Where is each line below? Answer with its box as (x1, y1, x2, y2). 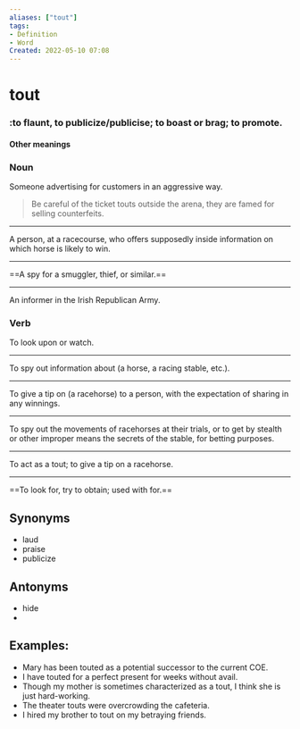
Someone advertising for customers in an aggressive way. (9, 181, 223, 192)
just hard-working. (21, 690, 91, 701)
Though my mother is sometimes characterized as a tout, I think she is (21, 681, 281, 691)
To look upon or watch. (9, 337, 95, 348)
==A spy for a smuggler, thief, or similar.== (9, 269, 167, 280)
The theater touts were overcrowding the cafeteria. (21, 700, 210, 710)
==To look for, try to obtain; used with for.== (9, 484, 172, 496)
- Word (9, 38, 34, 47)
